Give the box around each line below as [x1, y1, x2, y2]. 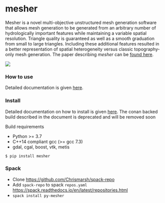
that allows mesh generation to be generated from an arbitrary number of [5, 24, 156, 30]
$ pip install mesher [5, 153, 50, 158]
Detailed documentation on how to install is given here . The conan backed [5, 108, 158, 114]
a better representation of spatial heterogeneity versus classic [5, 46, 133, 52]
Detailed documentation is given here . [5, 84, 83, 90]
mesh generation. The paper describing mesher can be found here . [14, 51, 154, 57]
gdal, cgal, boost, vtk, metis [12, 143, 70, 150]
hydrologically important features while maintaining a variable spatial [5, 30, 146, 36]
